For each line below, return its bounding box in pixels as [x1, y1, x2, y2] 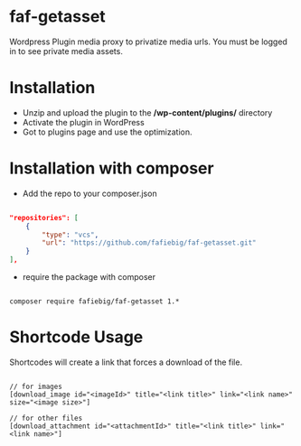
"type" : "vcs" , [42, 230, 99, 239]
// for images [9, 382, 63, 391]
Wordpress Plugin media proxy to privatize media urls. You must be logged [9, 36, 287, 47]
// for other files [9, 413, 83, 423]
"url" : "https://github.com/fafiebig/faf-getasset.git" [42, 238, 257, 247]
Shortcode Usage [9, 327, 144, 348]
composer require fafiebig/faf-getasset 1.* [9, 297, 180, 306]
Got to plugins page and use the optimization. [22, 126, 193, 137]
